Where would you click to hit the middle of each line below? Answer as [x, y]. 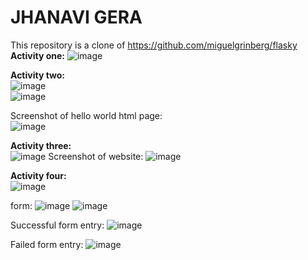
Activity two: [38, 75]
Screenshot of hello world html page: [86, 115]
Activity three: [41, 145]
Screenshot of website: [96, 156]
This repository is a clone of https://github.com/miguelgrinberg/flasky [154, 45]
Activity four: [38, 175]
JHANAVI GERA [76, 17]
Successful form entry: [57, 225]
